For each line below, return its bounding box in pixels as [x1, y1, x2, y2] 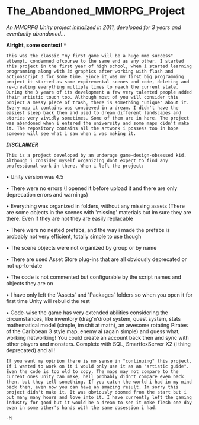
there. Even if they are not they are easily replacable [6, 215, 133, 222]
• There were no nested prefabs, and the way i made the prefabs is [6, 226, 170, 233]
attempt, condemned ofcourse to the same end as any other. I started [6, 58, 184, 64]
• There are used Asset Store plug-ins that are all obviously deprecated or [6, 256, 187, 263]
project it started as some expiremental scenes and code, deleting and [6, 79, 190, 85]
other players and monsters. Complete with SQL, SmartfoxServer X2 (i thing [6, 340, 191, 347]
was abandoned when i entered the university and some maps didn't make [6, 120, 190, 126]
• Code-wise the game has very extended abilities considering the [6, 309, 168, 316]
